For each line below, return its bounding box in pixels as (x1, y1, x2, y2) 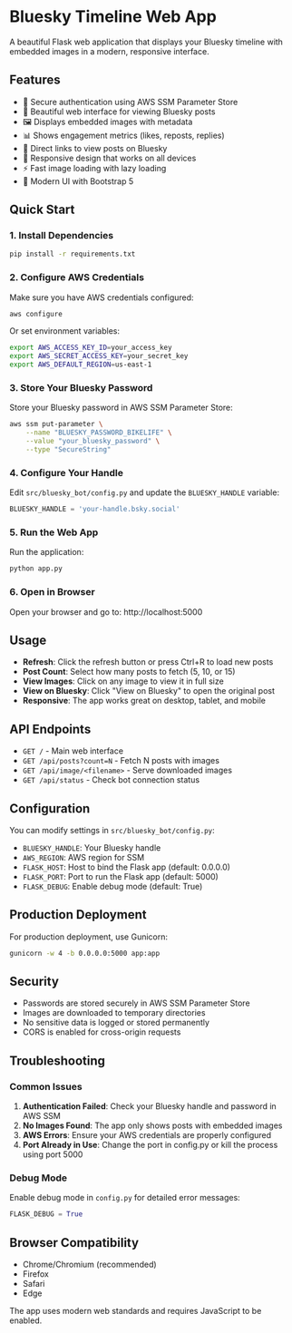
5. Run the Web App (9, 526, 99, 539)
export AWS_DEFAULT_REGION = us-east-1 (9, 360, 152, 369)
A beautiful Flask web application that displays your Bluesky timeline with (9, 36, 284, 47)
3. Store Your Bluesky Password (9, 382, 153, 394)
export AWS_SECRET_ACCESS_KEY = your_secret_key (9, 352, 189, 361)
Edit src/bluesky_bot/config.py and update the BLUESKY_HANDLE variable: (9, 487, 279, 498)
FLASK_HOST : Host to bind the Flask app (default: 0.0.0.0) (22, 861, 231, 872)
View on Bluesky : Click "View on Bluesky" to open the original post (22, 686, 275, 696)
